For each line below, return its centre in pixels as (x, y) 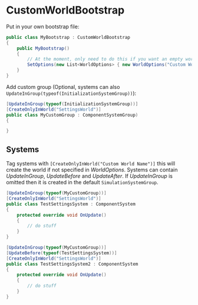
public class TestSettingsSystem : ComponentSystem (71, 204)
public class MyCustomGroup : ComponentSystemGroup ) (72, 115)
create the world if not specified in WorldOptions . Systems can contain (92, 170)
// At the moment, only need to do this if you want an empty (105, 59)
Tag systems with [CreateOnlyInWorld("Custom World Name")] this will (91, 164)
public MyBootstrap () (43, 48)
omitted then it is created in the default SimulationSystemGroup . (82, 183)
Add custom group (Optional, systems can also (63, 87)
